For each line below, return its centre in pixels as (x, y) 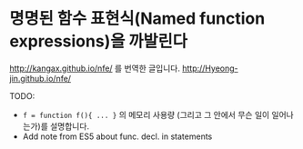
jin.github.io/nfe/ (40, 78)
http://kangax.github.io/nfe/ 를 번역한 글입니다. (95, 68)
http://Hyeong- (210, 68)
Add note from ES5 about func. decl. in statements (117, 136)
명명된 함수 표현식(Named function (137, 19)
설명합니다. (69, 126)
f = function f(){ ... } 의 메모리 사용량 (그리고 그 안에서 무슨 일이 (146, 114)
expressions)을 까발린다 (99, 41)
